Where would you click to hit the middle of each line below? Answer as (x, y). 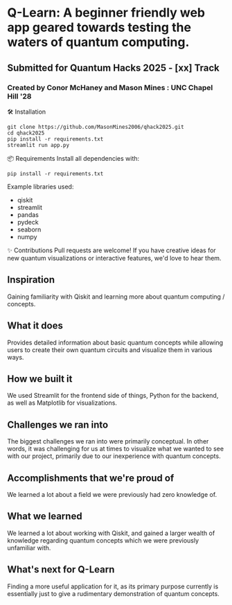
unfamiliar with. (29, 547)
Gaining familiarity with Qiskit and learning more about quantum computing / (116, 297)
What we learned (45, 517)
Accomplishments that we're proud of (91, 478)
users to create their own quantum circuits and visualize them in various (110, 350)
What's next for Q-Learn (61, 570)
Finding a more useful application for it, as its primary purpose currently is (113, 586)
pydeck (28, 222)
